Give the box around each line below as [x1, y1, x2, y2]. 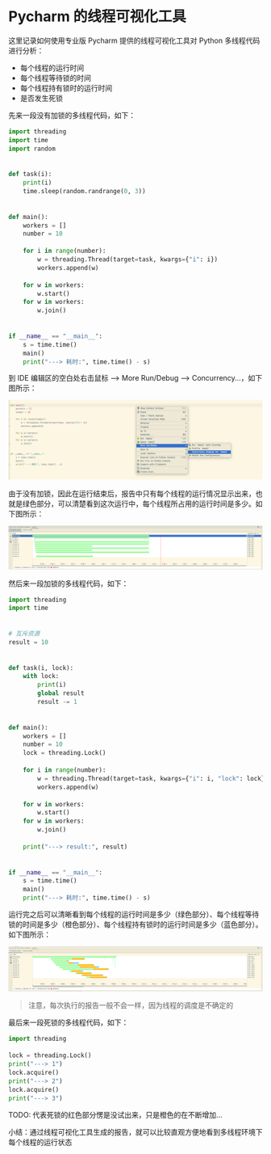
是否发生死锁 [19, 93, 63, 103]
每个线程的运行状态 [8, 1137, 73, 1147]
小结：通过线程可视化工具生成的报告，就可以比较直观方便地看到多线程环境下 [8, 1127, 263, 1136]
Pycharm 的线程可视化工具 [8, 7, 187, 26]
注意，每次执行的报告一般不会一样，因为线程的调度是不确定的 [27, 1000, 234, 1010]
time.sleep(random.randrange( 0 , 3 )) [23, 187, 147, 196]
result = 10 [8, 638, 48, 646]
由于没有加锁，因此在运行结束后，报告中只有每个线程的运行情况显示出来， [8, 489, 256, 499]
